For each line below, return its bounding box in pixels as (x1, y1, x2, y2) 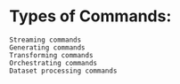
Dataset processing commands (9, 66, 118, 75)
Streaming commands (9, 35, 82, 44)
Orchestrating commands (9, 58, 98, 67)
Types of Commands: (9, 6, 172, 27)
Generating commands (9, 42, 86, 52)
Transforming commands (9, 50, 94, 59)
